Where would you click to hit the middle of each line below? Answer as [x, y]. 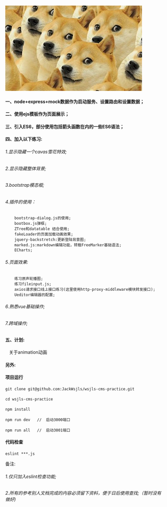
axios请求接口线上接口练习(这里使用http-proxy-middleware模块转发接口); [85, 289]
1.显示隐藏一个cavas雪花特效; [36, 151]
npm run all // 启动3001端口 [38, 430]
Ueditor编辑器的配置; [35, 295]
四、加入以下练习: [24, 139]
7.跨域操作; [16, 323]
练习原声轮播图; [29, 279]
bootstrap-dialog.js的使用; [43, 218]
